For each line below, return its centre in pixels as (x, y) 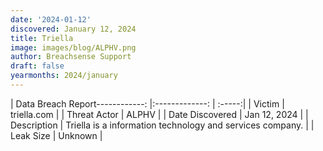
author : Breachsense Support (71, 57)
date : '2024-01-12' (51, 19)
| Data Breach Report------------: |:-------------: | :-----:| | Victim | (147, 103)
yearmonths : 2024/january (64, 76)
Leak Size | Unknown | (56, 135)
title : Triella (42, 38)
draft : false (37, 66)
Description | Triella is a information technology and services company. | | (162, 125)
